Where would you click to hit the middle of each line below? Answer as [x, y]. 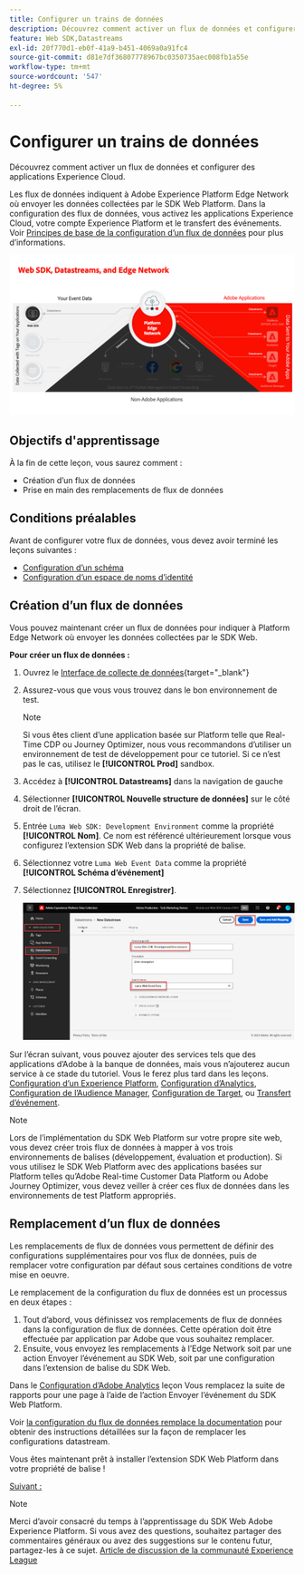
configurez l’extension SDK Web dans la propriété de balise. [134, 845]
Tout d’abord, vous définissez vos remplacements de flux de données [152, 1319]
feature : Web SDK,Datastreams [66, 38]
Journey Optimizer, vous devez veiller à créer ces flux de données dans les [149, 1185]
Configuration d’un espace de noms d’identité [108, 577]
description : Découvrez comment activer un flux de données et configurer [153, 29]
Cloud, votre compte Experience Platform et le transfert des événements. [146, 223]
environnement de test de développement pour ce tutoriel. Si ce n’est [151, 753]
